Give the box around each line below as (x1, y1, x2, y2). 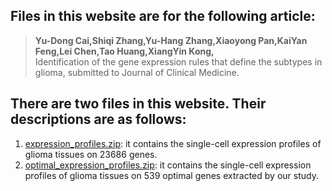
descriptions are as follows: (10, 111, 187, 128)
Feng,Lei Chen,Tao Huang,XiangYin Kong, (34, 45, 215, 57)
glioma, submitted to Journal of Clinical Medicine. (34, 66, 240, 78)
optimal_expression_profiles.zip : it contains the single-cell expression (24, 159, 312, 171)
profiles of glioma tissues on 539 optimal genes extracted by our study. (24, 169, 319, 181)
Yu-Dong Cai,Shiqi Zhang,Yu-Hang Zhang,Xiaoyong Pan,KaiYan (34, 34, 308, 46)
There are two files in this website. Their (10, 95, 267, 113)
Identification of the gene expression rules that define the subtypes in (34, 55, 323, 68)
